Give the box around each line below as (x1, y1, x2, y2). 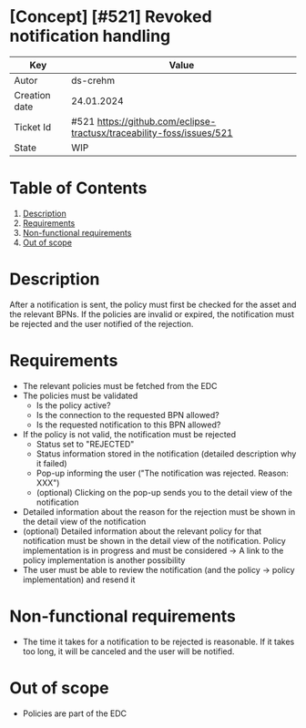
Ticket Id (14, 120, 52, 133)
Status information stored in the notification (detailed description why (36, 448, 297, 459)
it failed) (36, 457, 67, 468)
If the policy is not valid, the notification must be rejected (22, 428, 237, 439)
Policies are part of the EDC (22, 708, 127, 719)
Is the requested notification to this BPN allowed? (36, 419, 221, 430)
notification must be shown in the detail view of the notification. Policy (22, 535, 287, 546)
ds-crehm (71, 74, 116, 87)
